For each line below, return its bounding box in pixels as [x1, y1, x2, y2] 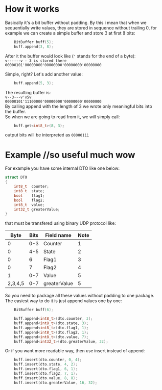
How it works [5, 3, 60, 15]
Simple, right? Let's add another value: [5, 71, 83, 77]
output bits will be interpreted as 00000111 [5, 132, 89, 138]
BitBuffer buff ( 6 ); [14, 308, 54, 312]
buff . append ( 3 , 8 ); [14, 44, 54, 49]
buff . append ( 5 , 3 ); [14, 80, 54, 85]
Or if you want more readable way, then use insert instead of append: [5, 348, 145, 354]
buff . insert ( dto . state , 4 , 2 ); [14, 362, 78, 367]
